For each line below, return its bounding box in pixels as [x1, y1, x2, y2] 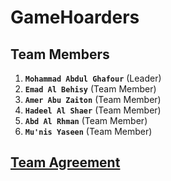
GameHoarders [10, 6, 140, 29]
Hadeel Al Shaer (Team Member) [24, 104, 162, 116]
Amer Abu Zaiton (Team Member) [24, 94, 162, 105]
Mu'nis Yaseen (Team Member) [24, 126, 153, 137]
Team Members [10, 46, 110, 63]
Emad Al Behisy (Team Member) [24, 83, 157, 95]
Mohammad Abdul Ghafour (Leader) [24, 72, 162, 84]
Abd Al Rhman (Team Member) [24, 115, 148, 126]
